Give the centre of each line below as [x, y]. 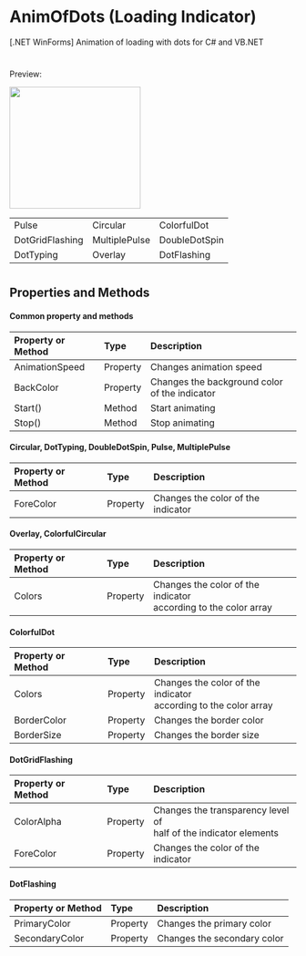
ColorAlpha [38, 822]
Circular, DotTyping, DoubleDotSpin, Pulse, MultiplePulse [120, 447]
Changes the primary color [214, 923]
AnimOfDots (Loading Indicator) [133, 17]
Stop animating [183, 423]
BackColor [36, 387]
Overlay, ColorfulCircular [58, 534]
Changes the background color [217, 382]
